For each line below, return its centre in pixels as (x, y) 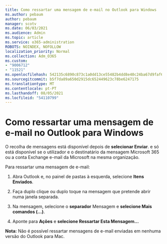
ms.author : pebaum (24, 14)
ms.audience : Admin (25, 33)
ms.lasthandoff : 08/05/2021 (34, 93)
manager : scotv (21, 24)
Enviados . (23, 182)
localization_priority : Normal (38, 51)
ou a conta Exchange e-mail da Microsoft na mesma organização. (73, 157)
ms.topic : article (24, 38)
